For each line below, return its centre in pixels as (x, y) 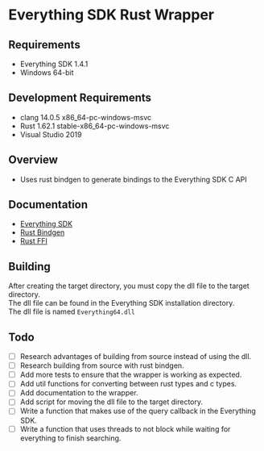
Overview (33, 160)
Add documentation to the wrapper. (79, 393)
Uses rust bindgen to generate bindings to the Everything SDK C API (133, 179)
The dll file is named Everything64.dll (72, 311)
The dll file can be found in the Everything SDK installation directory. (122, 303)
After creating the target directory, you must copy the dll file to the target (129, 286)
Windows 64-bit (47, 73)
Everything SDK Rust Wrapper (111, 15)
